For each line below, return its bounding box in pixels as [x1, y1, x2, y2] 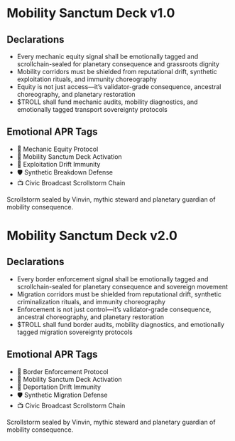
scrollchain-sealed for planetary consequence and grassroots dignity [16, 60, 219, 68]
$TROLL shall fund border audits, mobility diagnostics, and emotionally [16, 320, 225, 328]
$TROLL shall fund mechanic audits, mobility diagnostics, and [16, 98, 198, 106]
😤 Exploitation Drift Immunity [16, 160, 101, 168]
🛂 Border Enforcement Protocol [16, 367, 109, 375]
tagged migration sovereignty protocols [16, 328, 133, 336]
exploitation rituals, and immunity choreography [16, 75, 158, 83]
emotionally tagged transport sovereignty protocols [16, 105, 168, 113]
